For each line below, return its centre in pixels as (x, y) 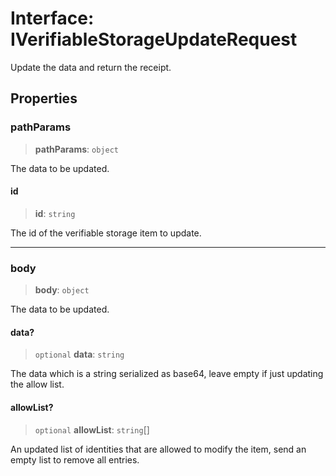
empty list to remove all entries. (75, 459)
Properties (44, 98)
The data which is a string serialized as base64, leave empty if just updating (167, 374)
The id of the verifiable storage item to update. (106, 233)
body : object (62, 290)
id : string (55, 213)
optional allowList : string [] (92, 429)
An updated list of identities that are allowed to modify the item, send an (158, 449)
